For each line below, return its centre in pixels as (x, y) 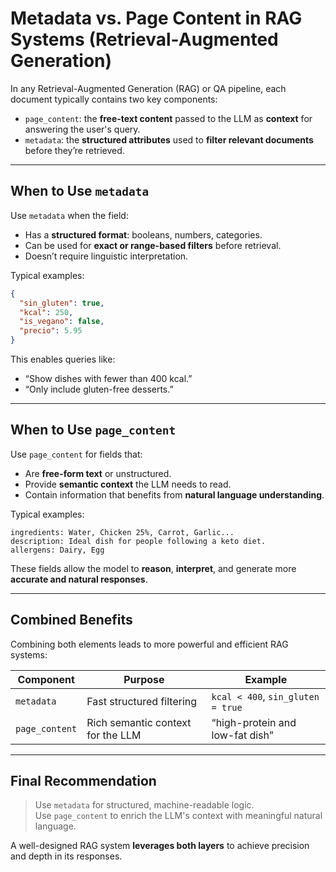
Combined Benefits (71, 620)
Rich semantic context (139, 722)
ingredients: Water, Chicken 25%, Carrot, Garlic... (122, 532)
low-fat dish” (242, 735)
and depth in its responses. (66, 856)
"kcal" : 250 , (46, 312)
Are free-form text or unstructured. (98, 473)
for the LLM (114, 735)
